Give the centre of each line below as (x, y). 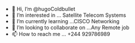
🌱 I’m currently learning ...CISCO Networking (65, 21)
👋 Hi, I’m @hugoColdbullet (43, 9)
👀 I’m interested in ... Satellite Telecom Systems (69, 15)
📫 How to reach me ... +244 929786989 (61, 34)
